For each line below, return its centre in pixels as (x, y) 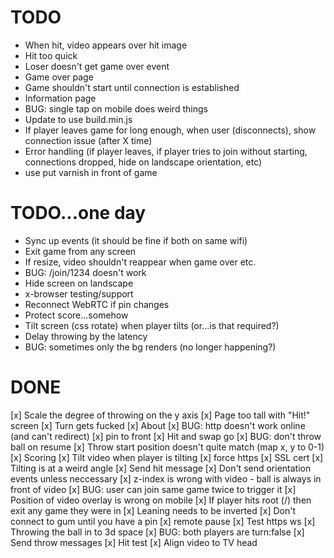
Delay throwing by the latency (86, 336)
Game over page (59, 77)
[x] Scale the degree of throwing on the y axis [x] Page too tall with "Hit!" (160, 415)
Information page (60, 98)
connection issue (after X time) (88, 140)
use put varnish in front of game (91, 172)
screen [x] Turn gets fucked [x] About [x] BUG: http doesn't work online (158, 425)
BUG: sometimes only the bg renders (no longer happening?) (150, 347)
